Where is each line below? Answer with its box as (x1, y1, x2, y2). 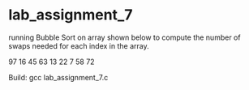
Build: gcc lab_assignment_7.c (8, 72, 109, 82)
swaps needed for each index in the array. (8, 41, 149, 50)
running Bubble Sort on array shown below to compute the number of (8, 32, 241, 42)
